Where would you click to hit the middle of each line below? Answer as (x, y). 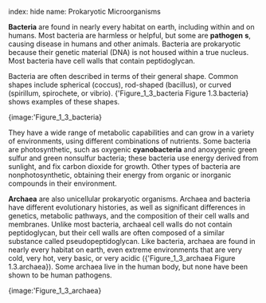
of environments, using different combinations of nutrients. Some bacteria (129, 141)
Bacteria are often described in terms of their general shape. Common (123, 76)
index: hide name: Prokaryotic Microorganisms (84, 12)
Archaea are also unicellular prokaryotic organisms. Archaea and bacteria (129, 199)
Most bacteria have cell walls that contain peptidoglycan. (102, 61)
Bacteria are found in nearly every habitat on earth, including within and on (131, 27)
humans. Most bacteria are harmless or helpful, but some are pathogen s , (129, 35)
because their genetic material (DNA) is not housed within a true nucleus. (129, 52)
